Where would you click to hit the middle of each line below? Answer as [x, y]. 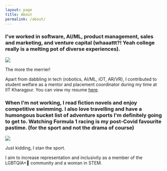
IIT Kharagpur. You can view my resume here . [52, 89]
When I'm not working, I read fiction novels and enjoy [71, 102]
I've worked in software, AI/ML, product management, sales [79, 36]
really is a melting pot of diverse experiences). [63, 49]
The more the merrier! [28, 69]
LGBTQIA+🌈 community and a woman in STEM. [54, 162]
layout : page [19, 10]
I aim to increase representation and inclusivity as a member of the [74, 157]
